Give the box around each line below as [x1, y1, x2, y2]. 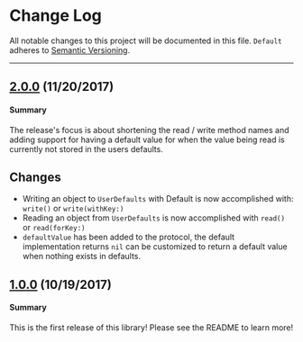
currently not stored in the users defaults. [9, 143, 164, 154]
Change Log [9, 5, 102, 26]
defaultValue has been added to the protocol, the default [22, 231, 235, 243]
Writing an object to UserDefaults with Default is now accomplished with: [22, 193, 295, 204]
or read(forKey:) [22, 222, 86, 233]
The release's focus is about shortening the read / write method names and [9, 124, 289, 135]
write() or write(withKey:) [22, 203, 124, 214]
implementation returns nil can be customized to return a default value [22, 241, 288, 252]
